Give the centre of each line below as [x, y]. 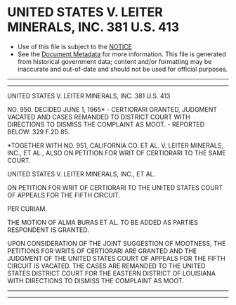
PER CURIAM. [27, 209]
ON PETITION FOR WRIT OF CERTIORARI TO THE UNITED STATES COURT [115, 188]
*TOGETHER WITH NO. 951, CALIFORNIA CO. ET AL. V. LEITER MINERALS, [115, 145]
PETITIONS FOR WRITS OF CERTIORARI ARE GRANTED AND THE [102, 251]
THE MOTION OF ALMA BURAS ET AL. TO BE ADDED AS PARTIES [103, 222]
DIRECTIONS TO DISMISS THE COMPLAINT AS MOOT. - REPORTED [106, 124]
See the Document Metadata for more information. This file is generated [122, 54]
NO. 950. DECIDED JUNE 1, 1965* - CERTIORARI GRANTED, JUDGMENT [112, 109]
